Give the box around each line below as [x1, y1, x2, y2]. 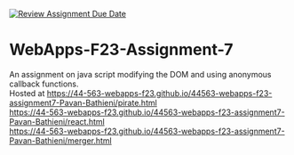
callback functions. [9, 78, 79, 89]
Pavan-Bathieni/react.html [9, 116, 105, 126]
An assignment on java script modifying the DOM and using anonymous [9, 69, 272, 79]
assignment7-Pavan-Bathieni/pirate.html [9, 97, 157, 108]
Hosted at [9, 87, 45, 98]
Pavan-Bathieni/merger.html [9, 135, 113, 146]
